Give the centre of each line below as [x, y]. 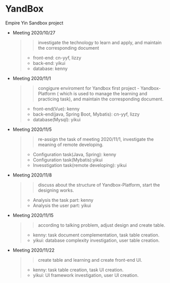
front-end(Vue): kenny [56, 109]
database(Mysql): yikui [57, 119]
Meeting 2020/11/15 [33, 215]
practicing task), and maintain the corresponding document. [101, 99]
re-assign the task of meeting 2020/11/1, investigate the [96, 139]
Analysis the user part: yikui [62, 205]
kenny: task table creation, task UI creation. [78, 270]
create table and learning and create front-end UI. [90, 260]
